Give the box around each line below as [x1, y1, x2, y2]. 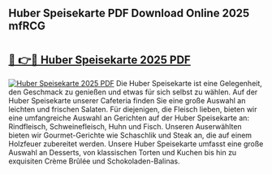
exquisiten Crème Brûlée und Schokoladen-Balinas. [8, 156, 180, 166]
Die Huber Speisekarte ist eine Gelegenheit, [116, 79, 262, 88]
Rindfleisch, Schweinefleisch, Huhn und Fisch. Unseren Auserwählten [8, 122, 242, 131]
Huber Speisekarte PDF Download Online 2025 [8, 7, 250, 20]
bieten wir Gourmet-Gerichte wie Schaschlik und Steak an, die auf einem [8, 130, 253, 140]
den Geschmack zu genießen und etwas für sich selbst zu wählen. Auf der [8, 87, 258, 97]
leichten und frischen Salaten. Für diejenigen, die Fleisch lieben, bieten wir [8, 105, 257, 114]
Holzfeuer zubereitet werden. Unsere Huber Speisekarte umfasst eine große [8, 139, 264, 149]
